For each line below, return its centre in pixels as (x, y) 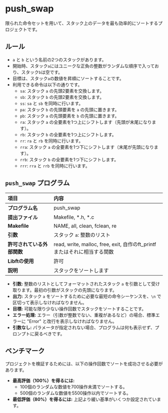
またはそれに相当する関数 (84, 252)
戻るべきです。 (49, 334)
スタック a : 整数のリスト (82, 235)
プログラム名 (23, 208)
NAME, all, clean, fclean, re (85, 226)
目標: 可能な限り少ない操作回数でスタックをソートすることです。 (79, 309)
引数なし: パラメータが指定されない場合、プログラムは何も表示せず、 (83, 327)
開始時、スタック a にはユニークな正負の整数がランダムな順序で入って (83, 66)
